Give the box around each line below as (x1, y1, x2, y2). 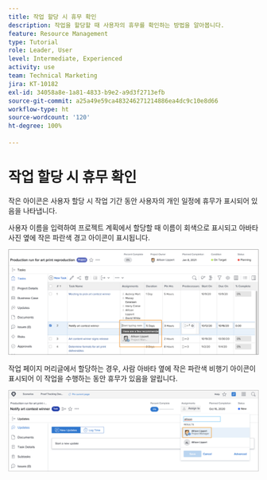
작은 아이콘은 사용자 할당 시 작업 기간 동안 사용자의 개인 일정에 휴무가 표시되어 (8, 196, 250, 205)
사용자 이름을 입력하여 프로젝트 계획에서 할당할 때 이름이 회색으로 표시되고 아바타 (8, 223, 259, 232)
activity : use (8, 64, 56, 72)
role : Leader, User (8, 46, 73, 55)
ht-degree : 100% (8, 122, 62, 131)
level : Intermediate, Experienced (8, 55, 123, 63)
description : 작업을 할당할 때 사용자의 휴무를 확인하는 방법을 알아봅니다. (8, 21, 225, 29)
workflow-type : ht (8, 105, 69, 113)
